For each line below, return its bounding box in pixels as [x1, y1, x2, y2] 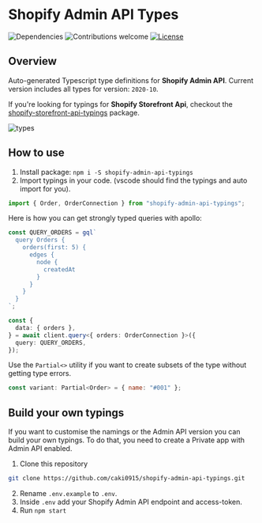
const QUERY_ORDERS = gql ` [8, 229, 97, 237]
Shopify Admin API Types [8, 6, 179, 24]
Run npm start [19, 506, 67, 515]
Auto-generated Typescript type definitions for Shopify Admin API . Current [8, 75, 254, 85]
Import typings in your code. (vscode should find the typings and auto [19, 176, 248, 185]
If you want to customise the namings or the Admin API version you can [8, 427, 241, 437]
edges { [28, 251, 55, 259]
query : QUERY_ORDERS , [15, 339, 87, 347]
